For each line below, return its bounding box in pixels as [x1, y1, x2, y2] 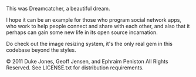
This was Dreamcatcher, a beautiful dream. [6, 5, 110, 12]
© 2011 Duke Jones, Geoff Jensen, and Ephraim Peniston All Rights [6, 58, 168, 65]
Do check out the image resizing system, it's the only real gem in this [6, 41, 173, 47]
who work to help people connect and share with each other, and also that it [6, 23, 190, 29]
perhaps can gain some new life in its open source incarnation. [6, 29, 158, 36]
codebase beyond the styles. [6, 46, 76, 53]
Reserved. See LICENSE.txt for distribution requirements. [6, 64, 144, 71]
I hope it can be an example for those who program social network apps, [6, 16, 182, 23]
